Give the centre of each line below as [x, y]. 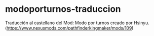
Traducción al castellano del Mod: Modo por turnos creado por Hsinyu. [77, 23]
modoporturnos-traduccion [63, 9]
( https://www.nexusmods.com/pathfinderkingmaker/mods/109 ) [69, 28]
